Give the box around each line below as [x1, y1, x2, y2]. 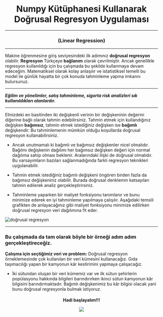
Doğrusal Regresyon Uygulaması [14, 14, 149, 25]
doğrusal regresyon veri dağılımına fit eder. [12, 207, 98, 213]
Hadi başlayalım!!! [63, 297, 100, 303]
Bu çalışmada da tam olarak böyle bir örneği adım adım [5, 234, 137, 241]
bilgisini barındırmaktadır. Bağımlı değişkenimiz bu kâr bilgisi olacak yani [12, 281, 157, 287]
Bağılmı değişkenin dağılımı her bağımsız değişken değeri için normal [12, 147, 150, 153]
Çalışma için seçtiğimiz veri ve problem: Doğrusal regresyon [5, 251, 128, 257]
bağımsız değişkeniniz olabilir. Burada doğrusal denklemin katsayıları [12, 177, 149, 183]
